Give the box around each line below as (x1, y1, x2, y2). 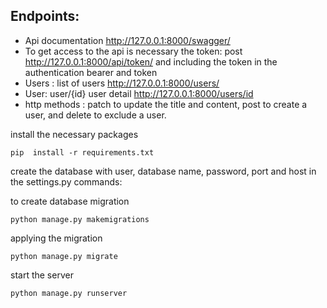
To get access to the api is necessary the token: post (24, 45, 243, 57)
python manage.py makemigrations (10, 214, 150, 224)
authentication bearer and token (24, 66, 158, 78)
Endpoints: (10, 8, 80, 25)
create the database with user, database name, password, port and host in (10, 165, 317, 177)
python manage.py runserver (10, 288, 128, 298)
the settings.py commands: (10, 175, 123, 188)
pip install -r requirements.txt (10, 147, 155, 158)
